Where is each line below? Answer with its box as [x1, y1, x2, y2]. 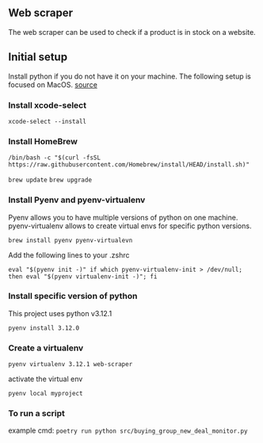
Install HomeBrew [8, 136, 78, 147]
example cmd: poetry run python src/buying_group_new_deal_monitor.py [8, 426, 248, 435]
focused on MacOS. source [8, 79, 97, 90]
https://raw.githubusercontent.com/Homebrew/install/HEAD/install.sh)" [8, 161, 250, 169]
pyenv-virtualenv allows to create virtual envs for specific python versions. [8, 221, 252, 231]
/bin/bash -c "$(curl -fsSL [8, 154, 101, 162]
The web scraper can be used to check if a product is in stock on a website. [8, 27, 256, 36]
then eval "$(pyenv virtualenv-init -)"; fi [8, 273, 158, 281]
